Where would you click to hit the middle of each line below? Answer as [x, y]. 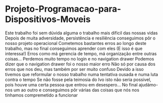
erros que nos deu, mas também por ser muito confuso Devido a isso [74, 69]
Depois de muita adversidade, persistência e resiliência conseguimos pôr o [80, 38]
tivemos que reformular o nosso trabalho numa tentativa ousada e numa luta [81, 74]
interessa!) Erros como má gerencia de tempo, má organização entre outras [81, 53]
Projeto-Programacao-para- [63, 9]
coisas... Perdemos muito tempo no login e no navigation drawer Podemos [80, 59]
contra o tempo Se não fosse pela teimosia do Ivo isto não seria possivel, [78, 80]
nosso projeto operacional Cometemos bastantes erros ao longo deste [76, 43]
